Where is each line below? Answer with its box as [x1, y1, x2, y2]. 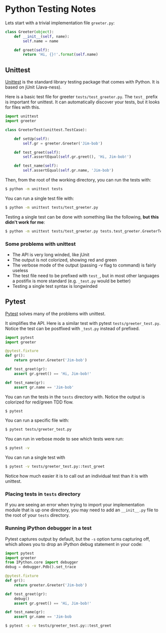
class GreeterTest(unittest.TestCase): [5, 127, 87, 132]
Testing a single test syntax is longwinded [12, 283, 98, 289]
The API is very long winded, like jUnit [12, 251, 90, 258]
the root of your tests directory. [5, 512, 70, 518]
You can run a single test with [5, 454, 66, 460]
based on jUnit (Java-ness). [5, 84, 62, 90]
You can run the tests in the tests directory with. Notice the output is [5, 394, 145, 400]
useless [12, 267, 28, 273]
